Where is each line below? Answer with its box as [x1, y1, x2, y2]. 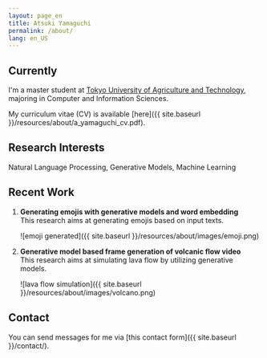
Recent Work [8, 185, 75, 199]
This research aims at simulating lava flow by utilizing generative [19, 254, 234, 265]
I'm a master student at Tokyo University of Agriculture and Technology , [8, 85, 246, 95]
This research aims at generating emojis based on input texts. [19, 215, 225, 225]
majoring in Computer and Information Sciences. [8, 94, 169, 104]
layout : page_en [8, 11, 63, 20]
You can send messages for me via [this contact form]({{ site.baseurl [8, 332, 237, 342]
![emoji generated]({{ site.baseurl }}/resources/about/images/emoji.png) [19, 230, 260, 241]
